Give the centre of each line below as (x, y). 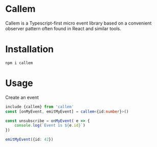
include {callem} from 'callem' (40, 107)
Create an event (22, 97)
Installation (30, 49)
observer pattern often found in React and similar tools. (63, 28)
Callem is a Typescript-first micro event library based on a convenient (78, 23)
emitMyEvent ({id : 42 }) (29, 140)
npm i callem (19, 63)
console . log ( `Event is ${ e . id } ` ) (50, 125)
